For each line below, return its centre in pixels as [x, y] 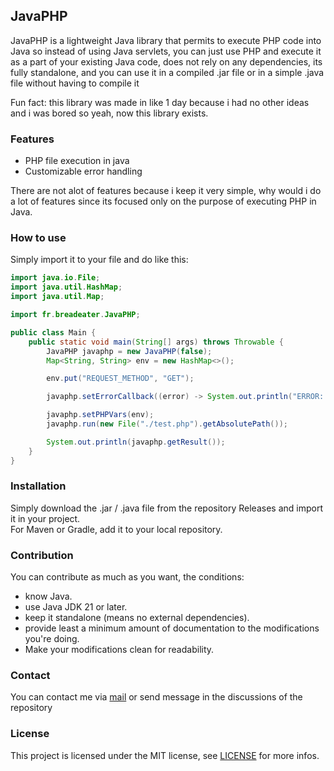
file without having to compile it [75, 83]
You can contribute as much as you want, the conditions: [127, 577]
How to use [38, 238]
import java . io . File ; [55, 278]
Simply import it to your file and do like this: [99, 260]
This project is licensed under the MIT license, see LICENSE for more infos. [165, 755]
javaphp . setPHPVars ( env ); [100, 415]
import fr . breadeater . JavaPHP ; [75, 315]
